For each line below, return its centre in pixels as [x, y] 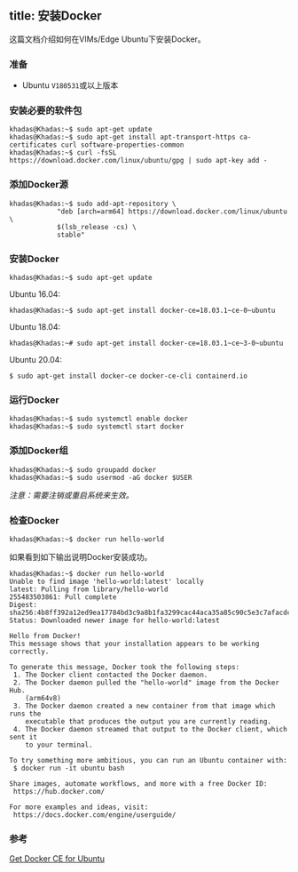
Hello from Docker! [45, 636]
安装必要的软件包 [46, 111]
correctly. [29, 652]
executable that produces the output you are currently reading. [149, 721]
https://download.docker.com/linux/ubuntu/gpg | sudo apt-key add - [138, 161]
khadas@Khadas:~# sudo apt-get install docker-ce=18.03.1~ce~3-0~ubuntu [146, 343]
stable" [71, 235]
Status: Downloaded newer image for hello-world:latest [114, 620]
